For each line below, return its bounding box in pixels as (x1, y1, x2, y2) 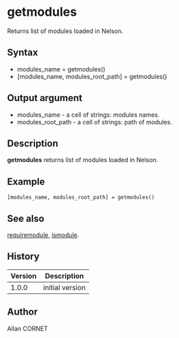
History (7, 251, 40, 262)
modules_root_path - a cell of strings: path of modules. (16, 117, 173, 126)
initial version (43, 282, 86, 292)
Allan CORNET (7, 324, 48, 333)
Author (7, 306, 38, 318)
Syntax (7, 47, 38, 58)
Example (7, 176, 45, 188)
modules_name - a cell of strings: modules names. (16, 111, 160, 119)
